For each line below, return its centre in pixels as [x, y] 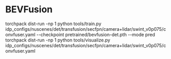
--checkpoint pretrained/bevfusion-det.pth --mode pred [96, 34]
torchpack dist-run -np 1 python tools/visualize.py [58, 40]
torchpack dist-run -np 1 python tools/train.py [53, 24]
